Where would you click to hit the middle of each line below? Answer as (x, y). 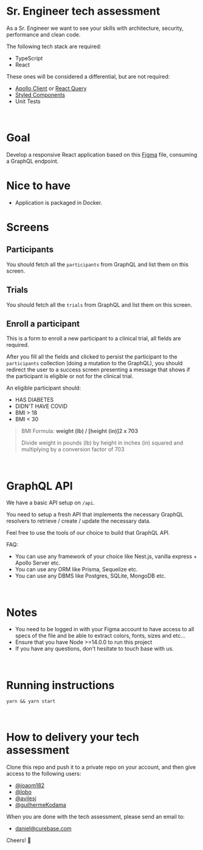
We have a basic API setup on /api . (51, 503)
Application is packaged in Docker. (59, 202)
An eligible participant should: (43, 388)
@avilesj (26, 798)
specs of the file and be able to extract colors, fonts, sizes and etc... (100, 636)
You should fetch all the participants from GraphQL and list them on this (97, 264)
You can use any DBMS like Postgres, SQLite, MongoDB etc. (90, 576)
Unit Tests (28, 101)
